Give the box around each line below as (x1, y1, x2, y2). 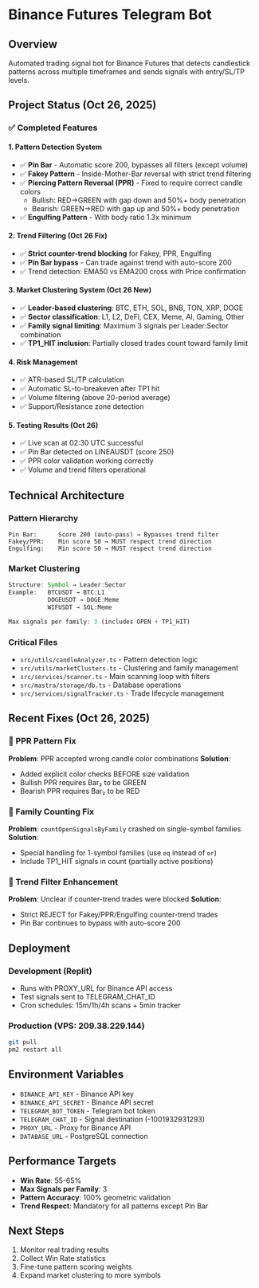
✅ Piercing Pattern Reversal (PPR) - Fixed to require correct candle (19, 178, 243, 187)
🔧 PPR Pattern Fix (8, 736, 77, 747)
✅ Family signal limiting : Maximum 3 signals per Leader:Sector (19, 320, 229, 330)
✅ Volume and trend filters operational (19, 465, 146, 475)
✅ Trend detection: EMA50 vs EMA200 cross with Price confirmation (19, 266, 246, 276)
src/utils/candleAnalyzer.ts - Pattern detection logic (19, 654, 198, 664)
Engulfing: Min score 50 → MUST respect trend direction (8, 544, 213, 553)
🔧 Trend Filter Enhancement (8, 876, 119, 887)
